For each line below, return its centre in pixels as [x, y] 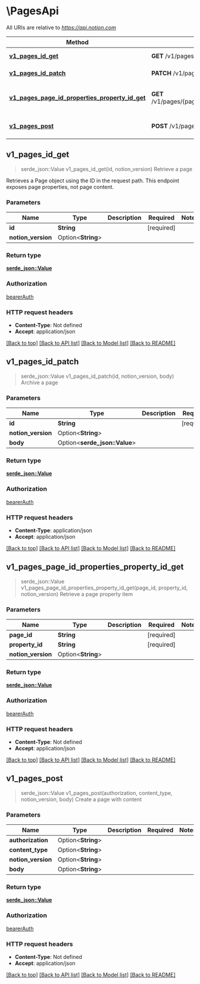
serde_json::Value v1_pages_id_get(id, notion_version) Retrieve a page [106, 169]
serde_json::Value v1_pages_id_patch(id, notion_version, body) [97, 376]
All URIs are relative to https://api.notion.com [61, 27]
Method [78, 42]
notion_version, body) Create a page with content [81, 799]
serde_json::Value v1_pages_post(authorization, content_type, [96, 793]
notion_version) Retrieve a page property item [77, 594]
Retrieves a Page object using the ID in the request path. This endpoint [93, 181]
